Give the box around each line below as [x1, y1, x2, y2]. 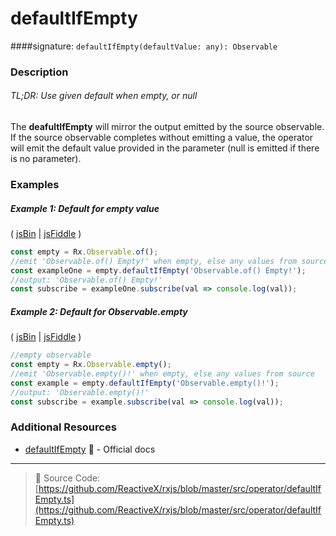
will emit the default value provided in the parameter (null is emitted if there [10, 142, 320, 154]
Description [10, 65, 69, 79]
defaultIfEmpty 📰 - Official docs [24, 443, 156, 455]
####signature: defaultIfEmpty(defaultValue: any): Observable [10, 40, 278, 52]
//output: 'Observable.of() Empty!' [10, 275, 163, 285]
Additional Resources [10, 420, 117, 434]
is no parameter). [10, 153, 82, 165]
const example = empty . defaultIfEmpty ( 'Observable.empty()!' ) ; [10, 378, 280, 388]
